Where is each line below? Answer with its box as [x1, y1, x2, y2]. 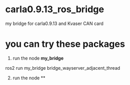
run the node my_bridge [12, 55, 64, 61]
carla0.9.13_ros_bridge [5, 4, 104, 15]
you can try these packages [5, 38, 125, 50]
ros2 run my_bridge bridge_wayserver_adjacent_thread [5, 65, 120, 71]
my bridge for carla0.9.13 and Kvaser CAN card [5, 20, 104, 26]
